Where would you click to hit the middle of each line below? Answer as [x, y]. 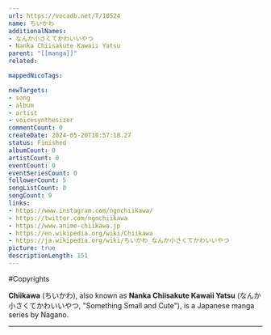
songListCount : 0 [38, 188]
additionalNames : [38, 31]
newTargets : [28, 90]
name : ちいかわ [31, 23]
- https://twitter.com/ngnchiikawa [68, 218]
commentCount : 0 [35, 128]
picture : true [32, 248]
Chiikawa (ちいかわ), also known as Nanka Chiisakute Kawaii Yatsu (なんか [135, 295]
